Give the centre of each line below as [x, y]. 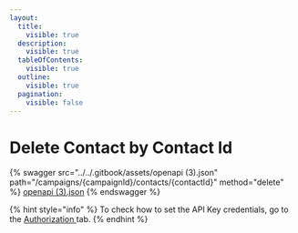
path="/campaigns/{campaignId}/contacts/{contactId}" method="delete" [147, 182]
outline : [34, 77]
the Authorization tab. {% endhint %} [79, 219]
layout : [24, 18]
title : [30, 26]
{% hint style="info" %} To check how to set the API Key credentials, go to [149, 209]
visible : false [55, 102]
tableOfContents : [51, 60]
